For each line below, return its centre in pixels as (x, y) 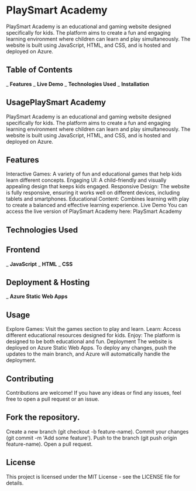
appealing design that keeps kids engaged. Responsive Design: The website (98, 187)
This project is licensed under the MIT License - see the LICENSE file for (93, 476)
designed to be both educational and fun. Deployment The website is (89, 341)
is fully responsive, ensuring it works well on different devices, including (93, 193)
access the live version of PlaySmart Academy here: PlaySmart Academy (94, 211)
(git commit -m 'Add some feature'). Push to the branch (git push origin (92, 438)
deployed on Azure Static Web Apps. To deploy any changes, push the (91, 348)
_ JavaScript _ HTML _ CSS (39, 264)
